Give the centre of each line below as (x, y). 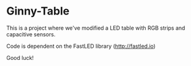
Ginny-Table (38, 11)
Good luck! (20, 58)
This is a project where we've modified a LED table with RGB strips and (96, 28)
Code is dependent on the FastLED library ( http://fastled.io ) (81, 46)
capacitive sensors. (31, 34)
